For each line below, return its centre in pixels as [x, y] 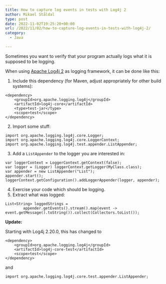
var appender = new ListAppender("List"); [50, 171]
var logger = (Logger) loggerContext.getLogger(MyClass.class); [73, 167]
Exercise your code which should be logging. [59, 189]
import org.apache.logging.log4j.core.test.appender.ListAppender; [77, 277]
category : [15, 33]
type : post [16, 19]
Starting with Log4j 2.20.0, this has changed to [53, 231]
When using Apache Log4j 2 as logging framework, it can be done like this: [82, 71]
